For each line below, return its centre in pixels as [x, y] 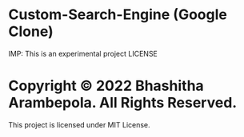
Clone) [31, 31]
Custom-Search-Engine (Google [118, 15]
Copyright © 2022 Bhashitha [106, 86]
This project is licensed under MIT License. [79, 124]
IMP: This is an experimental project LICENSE [83, 53]
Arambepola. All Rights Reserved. [123, 103]
